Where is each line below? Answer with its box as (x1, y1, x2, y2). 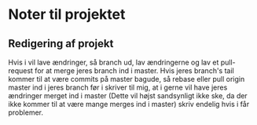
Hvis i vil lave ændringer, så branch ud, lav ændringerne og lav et (8, 57, 219, 67)
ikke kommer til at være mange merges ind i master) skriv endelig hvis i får (8, 100, 250, 108)
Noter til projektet (8, 6, 126, 24)
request (8, 66, 34, 75)
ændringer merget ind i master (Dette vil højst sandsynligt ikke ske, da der (8, 91, 248, 100)
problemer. (8, 108, 43, 117)
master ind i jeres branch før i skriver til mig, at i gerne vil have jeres (8, 83, 228, 92)
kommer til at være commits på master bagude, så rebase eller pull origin (8, 75, 245, 83)
